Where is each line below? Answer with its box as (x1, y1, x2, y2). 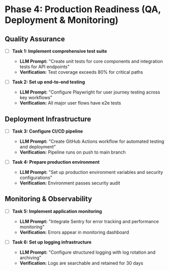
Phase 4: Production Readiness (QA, (5, 4, 161, 15)
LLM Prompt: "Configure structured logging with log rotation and (19, 249, 156, 255)
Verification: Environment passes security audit (19, 180, 120, 186)
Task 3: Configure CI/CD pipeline (12, 128, 83, 134)
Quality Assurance (5, 35, 65, 43)
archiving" (19, 255, 42, 260)
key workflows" (19, 95, 53, 101)
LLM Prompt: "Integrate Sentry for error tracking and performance (19, 218, 159, 224)
